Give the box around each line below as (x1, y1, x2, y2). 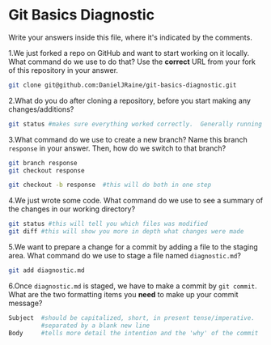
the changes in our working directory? (8, 204, 136, 214)
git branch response (8, 159, 78, 167)
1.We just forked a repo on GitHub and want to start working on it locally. (8, 48, 250, 57)
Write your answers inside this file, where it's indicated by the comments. (8, 32, 252, 42)
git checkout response (8, 166, 85, 175)
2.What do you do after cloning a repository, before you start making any (8, 96, 251, 105)
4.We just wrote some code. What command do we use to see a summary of (8, 196, 264, 206)
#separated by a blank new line (40, 322, 150, 330)
